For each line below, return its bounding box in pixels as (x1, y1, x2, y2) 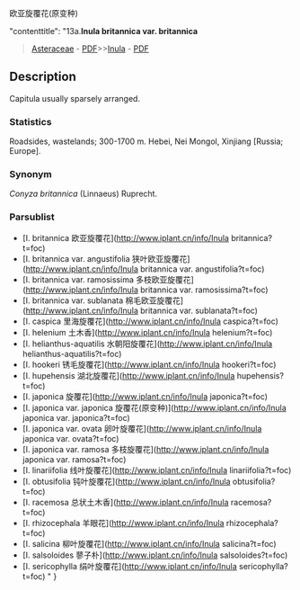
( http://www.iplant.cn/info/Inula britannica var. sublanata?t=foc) (22, 305, 259, 316)
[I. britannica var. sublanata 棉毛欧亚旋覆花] (22, 295, 184, 306)
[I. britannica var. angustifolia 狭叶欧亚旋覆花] (22, 253, 190, 264)
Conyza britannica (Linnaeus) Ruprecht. (9, 188, 158, 200)
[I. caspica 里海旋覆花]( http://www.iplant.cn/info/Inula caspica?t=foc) (22, 316, 278, 326)
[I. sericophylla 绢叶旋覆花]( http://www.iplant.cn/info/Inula (22, 560, 238, 571)
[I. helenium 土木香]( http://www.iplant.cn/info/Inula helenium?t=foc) (22, 326, 273, 337)
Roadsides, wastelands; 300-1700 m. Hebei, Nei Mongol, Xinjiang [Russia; (9, 136, 284, 147)
